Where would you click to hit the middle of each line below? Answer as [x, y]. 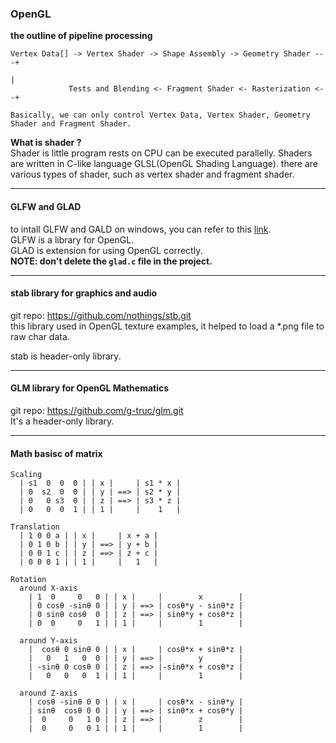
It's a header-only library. [62, 421]
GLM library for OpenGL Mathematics [90, 388]
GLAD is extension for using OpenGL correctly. [106, 250]
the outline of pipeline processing [81, 36]
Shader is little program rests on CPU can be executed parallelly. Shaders [161, 153]
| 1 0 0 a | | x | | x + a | [89, 536]
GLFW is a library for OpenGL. [72, 239]
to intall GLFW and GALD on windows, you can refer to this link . [141, 229]
